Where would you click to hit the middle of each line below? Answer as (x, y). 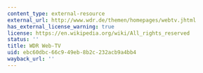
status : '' (23, 40)
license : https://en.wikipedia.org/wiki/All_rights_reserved (99, 33)
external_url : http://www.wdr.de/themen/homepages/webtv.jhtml (102, 20)
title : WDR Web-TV (34, 46)
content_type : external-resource (56, 14)
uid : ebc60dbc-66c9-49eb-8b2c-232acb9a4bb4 (72, 53)
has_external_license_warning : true (61, 26)
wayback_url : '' (31, 59)
